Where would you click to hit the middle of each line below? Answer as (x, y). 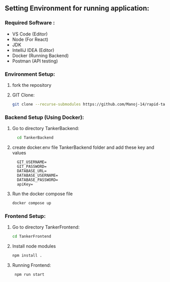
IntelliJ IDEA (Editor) (33, 50)
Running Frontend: (32, 265)
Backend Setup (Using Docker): (45, 117)
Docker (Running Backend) (40, 55)
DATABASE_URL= (32, 171)
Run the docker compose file (42, 194)
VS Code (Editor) (30, 34)
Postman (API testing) (35, 61)
